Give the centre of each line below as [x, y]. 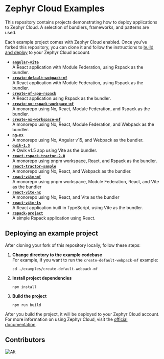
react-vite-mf [26, 177]
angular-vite [25, 62]
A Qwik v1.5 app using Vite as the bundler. [55, 150]
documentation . [21, 324]
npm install [24, 287]
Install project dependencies [42, 278]
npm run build [26, 305]
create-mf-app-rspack [34, 94]
